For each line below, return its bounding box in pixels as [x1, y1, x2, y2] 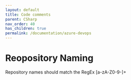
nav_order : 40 [5, 21, 35, 27]
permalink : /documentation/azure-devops [5, 31, 92, 36]
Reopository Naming [5, 52, 94, 64]
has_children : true [5, 26, 47, 31]
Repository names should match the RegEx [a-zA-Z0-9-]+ [5, 69, 126, 75]
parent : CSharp [5, 17, 37, 22]
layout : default [5, 7, 39, 13]
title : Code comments [5, 12, 51, 17]
